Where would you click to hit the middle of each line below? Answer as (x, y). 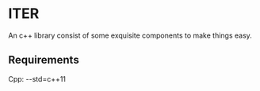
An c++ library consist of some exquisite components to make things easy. (130, 35)
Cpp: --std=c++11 (37, 78)
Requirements (44, 60)
